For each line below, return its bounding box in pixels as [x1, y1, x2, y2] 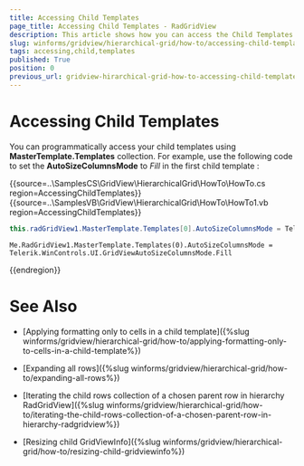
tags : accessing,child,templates [9, 47, 136, 56]
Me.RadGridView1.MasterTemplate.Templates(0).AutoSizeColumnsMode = [9, 241, 273, 250]
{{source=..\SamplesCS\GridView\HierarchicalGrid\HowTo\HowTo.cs [9, 177, 266, 188]
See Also [9, 296, 78, 317]
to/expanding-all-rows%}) [22, 372, 120, 383]
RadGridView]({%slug [22, 399, 104, 410]
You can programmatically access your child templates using [9, 141, 237, 152]
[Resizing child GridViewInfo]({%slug [22, 436, 161, 447]
